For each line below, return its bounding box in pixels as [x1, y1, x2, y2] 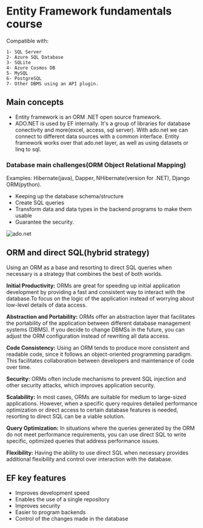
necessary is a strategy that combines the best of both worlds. [6, 270, 163, 277]
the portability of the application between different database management [6, 319, 191, 327]
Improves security [15, 502, 61, 509]
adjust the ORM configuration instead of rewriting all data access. [6, 332, 170, 339]
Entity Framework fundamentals [6, 4, 172, 18]
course [6, 17, 42, 31]
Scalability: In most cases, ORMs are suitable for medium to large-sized [6, 393, 187, 401]
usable [15, 212, 32, 219]
